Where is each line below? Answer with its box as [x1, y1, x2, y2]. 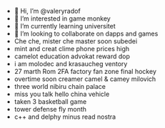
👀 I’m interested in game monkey [14, 14, 111, 23]
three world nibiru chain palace [14, 82, 106, 90]
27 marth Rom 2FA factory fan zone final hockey [14, 68, 157, 75]
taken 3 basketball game [14, 97, 87, 106]
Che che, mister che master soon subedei [14, 37, 138, 46]
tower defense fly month [14, 105, 87, 113]
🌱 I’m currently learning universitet [14, 22, 116, 30]
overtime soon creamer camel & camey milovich [14, 75, 156, 83]
